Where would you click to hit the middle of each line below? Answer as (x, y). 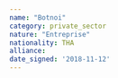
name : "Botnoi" (38, 17)
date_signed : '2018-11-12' (60, 59)
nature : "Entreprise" (50, 34)
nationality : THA (42, 43)
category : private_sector (58, 26)
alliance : (28, 51)
